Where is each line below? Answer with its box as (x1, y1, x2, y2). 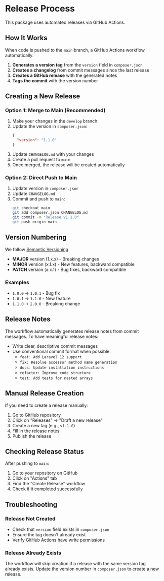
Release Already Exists (5, 549, 62, 556)
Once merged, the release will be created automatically (12, 162, 125, 168)
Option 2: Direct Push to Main (5, 174, 77, 181)
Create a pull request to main (12, 157, 71, 163)
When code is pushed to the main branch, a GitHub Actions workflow (5, 47, 145, 53)
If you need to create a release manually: (5, 402, 88, 408)
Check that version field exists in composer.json (12, 526, 110, 532)
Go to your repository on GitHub (12, 470, 78, 476)
